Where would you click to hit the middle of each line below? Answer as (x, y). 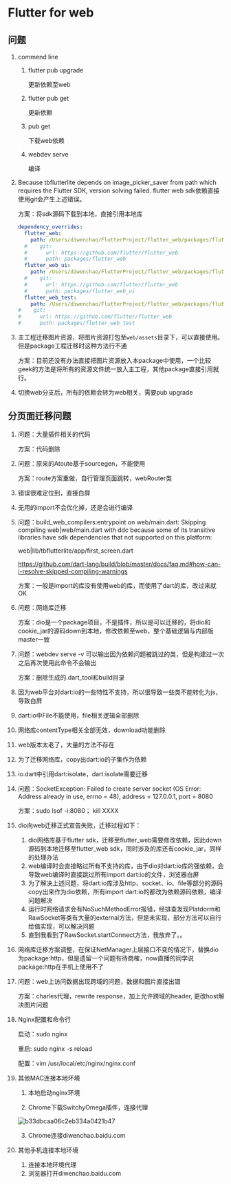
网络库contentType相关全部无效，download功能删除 (92, 730)
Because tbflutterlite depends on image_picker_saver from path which (117, 182)
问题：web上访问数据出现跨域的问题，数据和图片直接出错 (99, 981)
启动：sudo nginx (43, 1034)
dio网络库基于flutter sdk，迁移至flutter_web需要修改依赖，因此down (125, 840)
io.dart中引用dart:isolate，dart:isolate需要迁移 (83, 773)
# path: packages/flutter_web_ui (80, 291)
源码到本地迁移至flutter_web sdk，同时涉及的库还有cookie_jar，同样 (125, 848)
